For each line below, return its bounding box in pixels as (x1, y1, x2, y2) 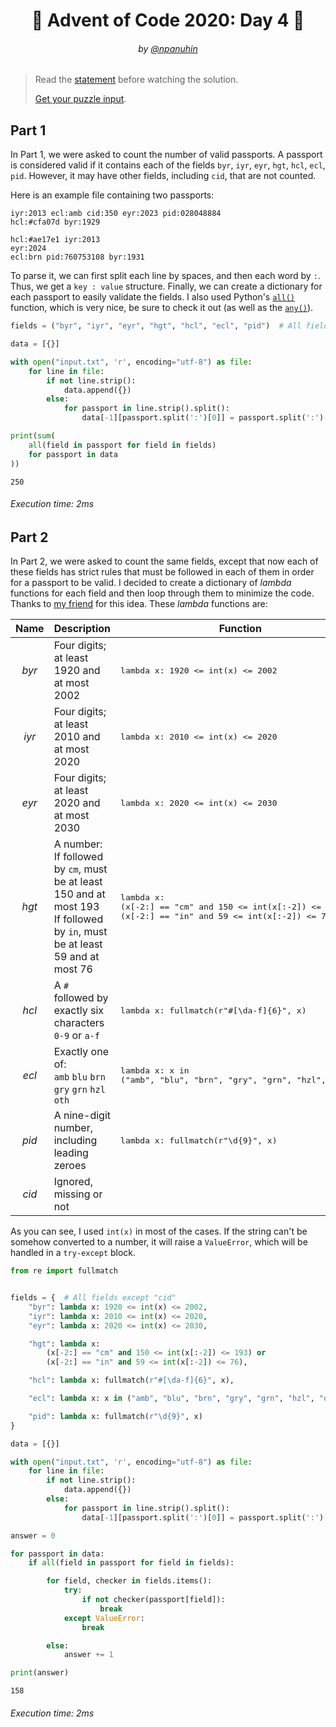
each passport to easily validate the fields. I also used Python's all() (10, 291, 295, 303)
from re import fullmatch (10, 1266, 118, 1276)
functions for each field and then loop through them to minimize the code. (10, 587, 315, 599)
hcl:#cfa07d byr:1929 (10, 217, 101, 228)
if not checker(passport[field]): (81, 1595, 226, 1605)
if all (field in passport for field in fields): (28, 1558, 235, 1568)
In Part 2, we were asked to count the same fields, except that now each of (10, 555, 319, 568)
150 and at (53, 887, 106, 901)
